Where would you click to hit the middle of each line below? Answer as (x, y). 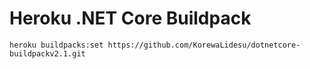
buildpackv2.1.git (47, 53)
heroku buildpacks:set (56, 45)
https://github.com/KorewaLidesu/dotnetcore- (204, 45)
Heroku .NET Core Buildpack (130, 18)
